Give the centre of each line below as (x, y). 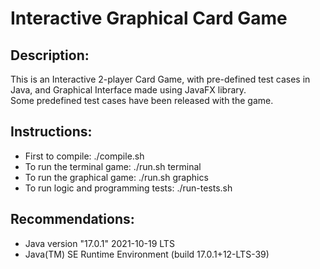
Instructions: (51, 132)
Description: (50, 55)
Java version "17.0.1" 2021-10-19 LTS (99, 243)
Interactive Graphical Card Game (149, 18)
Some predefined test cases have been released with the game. (142, 100)
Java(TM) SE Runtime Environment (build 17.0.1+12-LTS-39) (147, 254)
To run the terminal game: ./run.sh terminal (113, 166)
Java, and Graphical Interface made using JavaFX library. (128, 90)
